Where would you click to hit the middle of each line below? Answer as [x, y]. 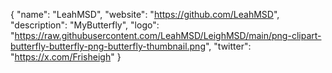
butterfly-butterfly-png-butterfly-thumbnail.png [108, 46]
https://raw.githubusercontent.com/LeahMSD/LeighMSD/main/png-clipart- [168, 35]
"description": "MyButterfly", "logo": [85, 25]
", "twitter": [228, 46]
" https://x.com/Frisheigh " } [66, 57]
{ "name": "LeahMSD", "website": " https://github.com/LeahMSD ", [145, 14]
